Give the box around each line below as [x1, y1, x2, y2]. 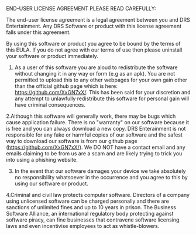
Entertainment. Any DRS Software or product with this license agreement [6, 23, 182, 29]
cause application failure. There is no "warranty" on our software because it [6, 119, 189, 125]
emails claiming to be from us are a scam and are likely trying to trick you [6, 150, 183, 157]
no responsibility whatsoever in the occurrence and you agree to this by [14, 174, 188, 180]
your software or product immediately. [6, 53, 98, 59]
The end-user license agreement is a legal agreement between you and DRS [6, 16, 190, 23]
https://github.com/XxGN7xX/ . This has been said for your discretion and [14, 89, 191, 96]
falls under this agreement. [6, 29, 71, 36]
